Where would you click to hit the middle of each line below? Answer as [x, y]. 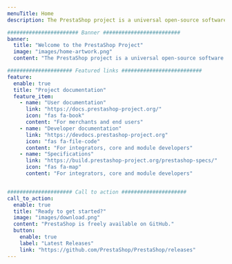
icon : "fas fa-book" [55, 116]
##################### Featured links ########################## [105, 70]
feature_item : [33, 96]
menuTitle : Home [30, 13]
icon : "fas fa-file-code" [62, 141]
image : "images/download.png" [57, 218]
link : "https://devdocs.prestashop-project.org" [97, 135]
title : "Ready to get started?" [60, 211]
